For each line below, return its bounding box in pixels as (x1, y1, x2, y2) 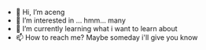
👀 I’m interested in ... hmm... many (15, 16, 126, 25)
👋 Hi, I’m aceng (15, 8, 65, 16)
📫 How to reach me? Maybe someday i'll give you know (15, 33, 198, 42)
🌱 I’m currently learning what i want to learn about (15, 24, 178, 33)
